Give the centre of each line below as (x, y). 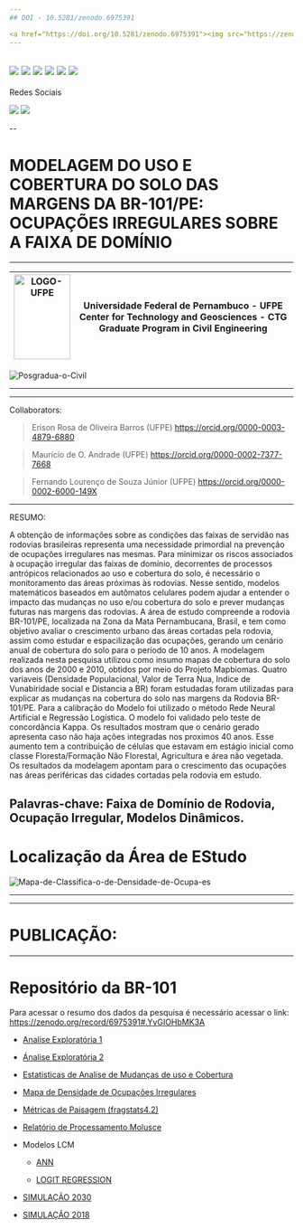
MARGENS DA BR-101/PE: (107, 203)
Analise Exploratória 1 (62, 1040)
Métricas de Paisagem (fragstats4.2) (91, 1110)
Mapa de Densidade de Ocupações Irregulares (109, 1092)
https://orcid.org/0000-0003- (230, 428)
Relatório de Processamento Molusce (92, 1128)
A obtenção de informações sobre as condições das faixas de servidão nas (150, 535)
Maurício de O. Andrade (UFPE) (90, 455)
